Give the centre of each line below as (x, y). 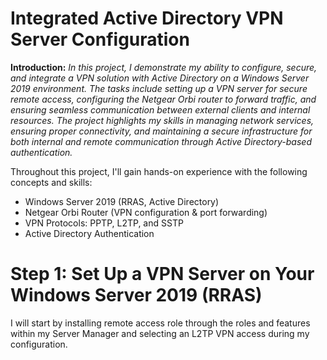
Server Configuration (100, 39)
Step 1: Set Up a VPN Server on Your (162, 274)
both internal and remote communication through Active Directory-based (161, 141)
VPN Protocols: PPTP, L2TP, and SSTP (104, 223)
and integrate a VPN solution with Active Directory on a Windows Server (160, 78)
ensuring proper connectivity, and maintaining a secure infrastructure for (161, 131)
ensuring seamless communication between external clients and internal (160, 109)
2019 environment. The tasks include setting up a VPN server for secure (159, 88)
